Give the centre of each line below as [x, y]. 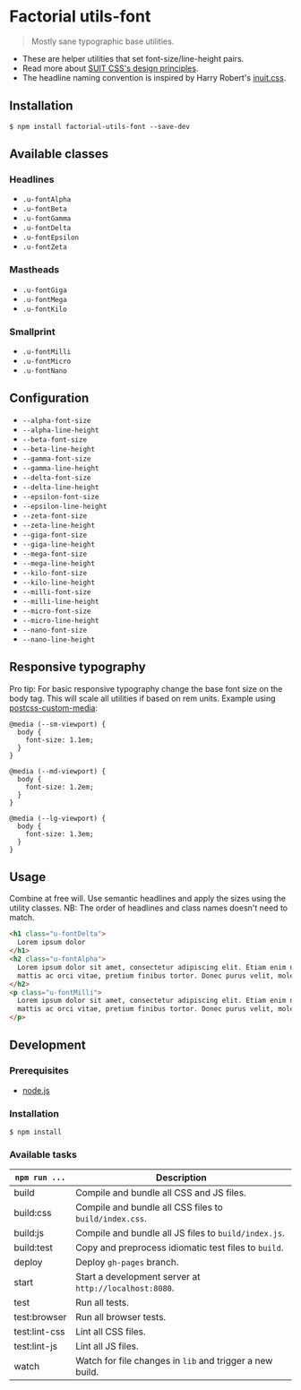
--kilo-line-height [59, 583]
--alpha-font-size [56, 420]
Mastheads [34, 270]
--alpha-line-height [60, 430]
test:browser [40, 1317]
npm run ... [40, 1178]
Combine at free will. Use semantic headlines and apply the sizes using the [148, 899]
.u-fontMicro [47, 362]
